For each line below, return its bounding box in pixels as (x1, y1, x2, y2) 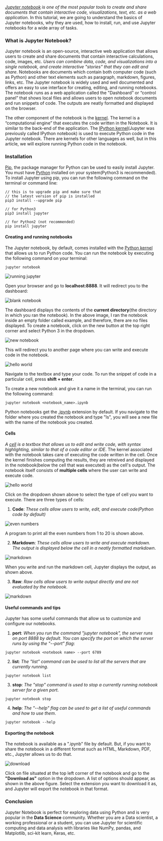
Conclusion (5, 798, 33, 805)
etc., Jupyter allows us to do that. (5, 751, 72, 757)
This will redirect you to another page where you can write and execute (5, 347, 148, 352)
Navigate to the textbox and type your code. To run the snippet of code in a (5, 371, 157, 376)
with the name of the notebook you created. (5, 419, 94, 425)
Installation (5, 153, 33, 160)
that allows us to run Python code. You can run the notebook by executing (5, 250, 154, 256)
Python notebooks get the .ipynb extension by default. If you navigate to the (5, 409, 158, 415)
